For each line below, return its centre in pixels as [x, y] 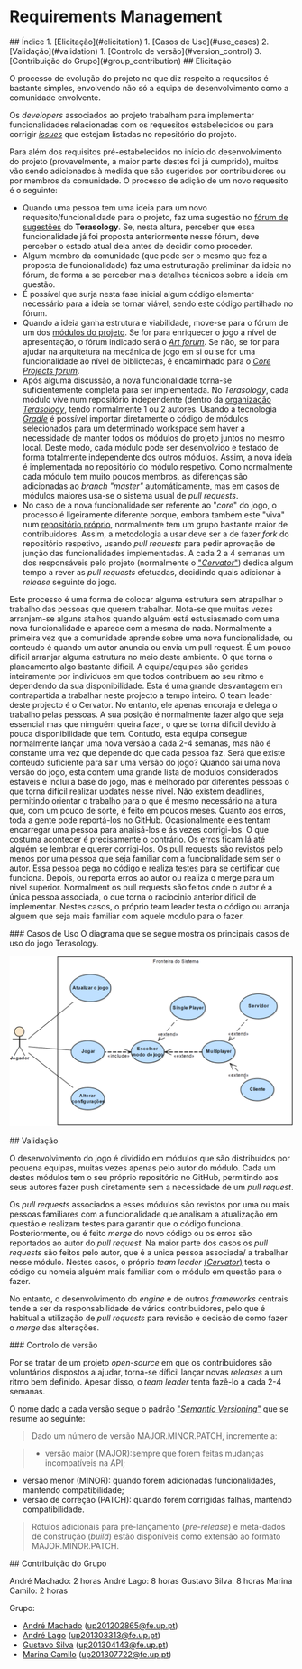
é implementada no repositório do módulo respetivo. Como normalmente [157, 466]
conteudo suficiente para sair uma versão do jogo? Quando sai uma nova [145, 762]
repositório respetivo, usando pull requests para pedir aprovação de [149, 543]
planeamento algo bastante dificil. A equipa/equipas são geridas [129, 667]
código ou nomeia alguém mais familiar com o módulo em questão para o [146, 1272]
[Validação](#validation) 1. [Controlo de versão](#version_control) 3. [136, 51]
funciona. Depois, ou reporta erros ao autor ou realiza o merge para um [142, 877]
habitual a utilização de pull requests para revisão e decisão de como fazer [149, 1318]
